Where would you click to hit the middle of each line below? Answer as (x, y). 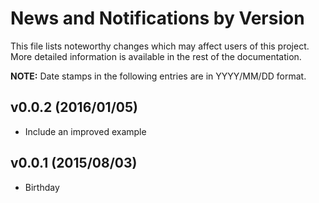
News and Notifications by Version (157, 18)
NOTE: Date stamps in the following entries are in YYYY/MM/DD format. (158, 76)
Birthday (42, 187)
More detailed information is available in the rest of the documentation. (156, 56)
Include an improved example (85, 131)
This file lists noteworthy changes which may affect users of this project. (160, 46)
